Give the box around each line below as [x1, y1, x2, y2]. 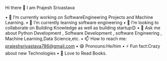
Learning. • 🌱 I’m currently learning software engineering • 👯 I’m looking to [5, 20, 159, 25]
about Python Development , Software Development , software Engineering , [5, 30, 162, 36]
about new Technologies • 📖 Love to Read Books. [5, 50, 107, 56]
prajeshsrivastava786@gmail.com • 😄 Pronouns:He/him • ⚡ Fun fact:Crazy [5, 43, 161, 49]
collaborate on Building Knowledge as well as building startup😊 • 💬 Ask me [5, 25, 161, 31]
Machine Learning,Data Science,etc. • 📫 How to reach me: [5, 36, 127, 42]
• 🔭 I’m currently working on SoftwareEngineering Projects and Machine [5, 14, 154, 20]
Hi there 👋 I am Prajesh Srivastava [5, 5, 75, 10]
